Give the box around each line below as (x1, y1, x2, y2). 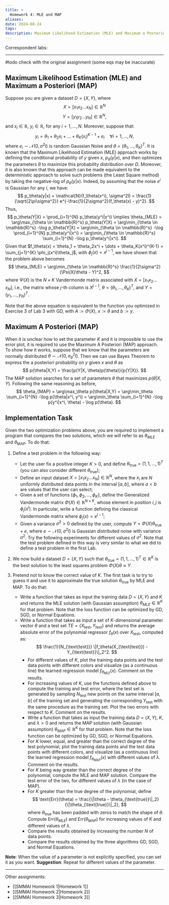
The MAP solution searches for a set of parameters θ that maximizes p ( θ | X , (5, 375, 162, 381)
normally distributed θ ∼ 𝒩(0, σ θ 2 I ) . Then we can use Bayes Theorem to (5, 352, 155, 360)
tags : (5, 26, 17, 31)
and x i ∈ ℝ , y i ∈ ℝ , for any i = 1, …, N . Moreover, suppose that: (5, 123, 135, 130)
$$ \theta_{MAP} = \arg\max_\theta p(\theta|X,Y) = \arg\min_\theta (16, 389, 153, 395)
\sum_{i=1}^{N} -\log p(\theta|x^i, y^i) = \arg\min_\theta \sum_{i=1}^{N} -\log (6, 394, 163, 400)
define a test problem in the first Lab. (20, 545, 97, 551)
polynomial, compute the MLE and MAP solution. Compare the (27, 772, 157, 778)
